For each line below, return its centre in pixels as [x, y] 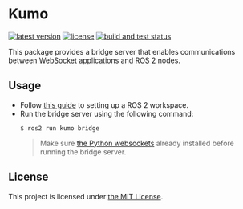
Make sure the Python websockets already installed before [137, 143]
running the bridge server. [83, 152]
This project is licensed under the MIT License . [86, 196]
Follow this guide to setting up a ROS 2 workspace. [104, 104]
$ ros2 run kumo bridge [60, 128]
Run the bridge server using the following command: [107, 113]
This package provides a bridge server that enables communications [122, 51]
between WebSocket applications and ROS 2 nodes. [94, 60]
